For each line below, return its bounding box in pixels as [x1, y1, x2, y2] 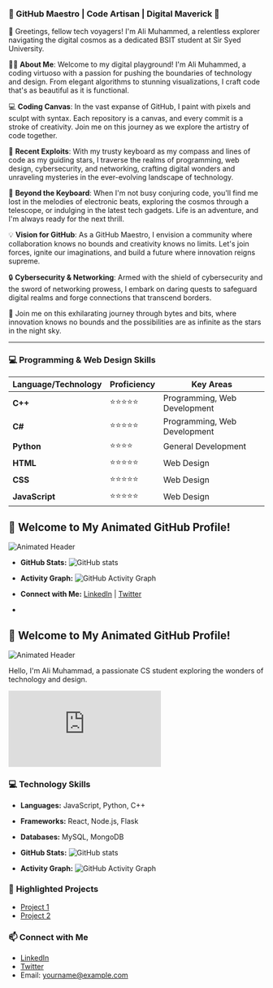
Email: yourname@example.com [19, 970, 128, 980]
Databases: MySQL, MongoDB [19, 832, 124, 842]
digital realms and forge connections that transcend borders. [8, 293, 212, 302]
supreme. [8, 256, 41, 266]
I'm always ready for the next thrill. [8, 214, 124, 224]
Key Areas [191, 378, 233, 390]
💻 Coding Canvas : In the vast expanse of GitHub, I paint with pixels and [8, 102, 251, 111]
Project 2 [19, 911, 51, 921]
